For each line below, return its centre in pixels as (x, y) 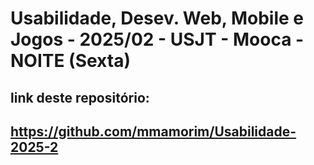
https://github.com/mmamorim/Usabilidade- (153, 131)
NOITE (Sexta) (70, 61)
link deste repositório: (80, 97)
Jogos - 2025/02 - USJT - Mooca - (157, 39)
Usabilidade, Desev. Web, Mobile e (157, 18)
